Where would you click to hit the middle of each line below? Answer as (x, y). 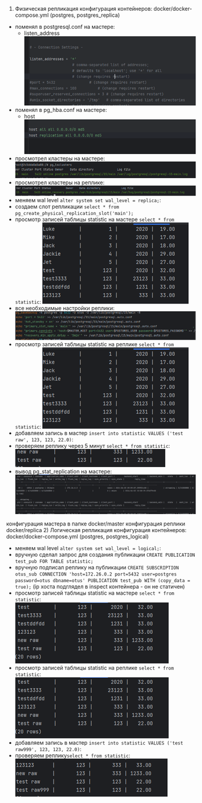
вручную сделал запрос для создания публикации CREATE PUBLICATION (105, 555)
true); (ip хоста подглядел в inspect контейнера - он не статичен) (100, 587)
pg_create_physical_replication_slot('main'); (74, 213)
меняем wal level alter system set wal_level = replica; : (88, 200)
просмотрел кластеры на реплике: (60, 182)
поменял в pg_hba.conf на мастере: (61, 110)
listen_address (42, 33)
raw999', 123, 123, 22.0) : (48, 749)
